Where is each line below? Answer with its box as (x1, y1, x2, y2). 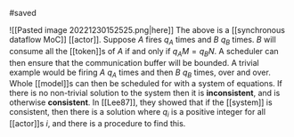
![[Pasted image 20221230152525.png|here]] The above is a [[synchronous (9, 25, 285, 35)
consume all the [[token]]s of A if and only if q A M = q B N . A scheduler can (9, 45, 279, 59)
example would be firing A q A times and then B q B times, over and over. (9, 67, 272, 79)
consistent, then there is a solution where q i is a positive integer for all (9, 107, 265, 119)
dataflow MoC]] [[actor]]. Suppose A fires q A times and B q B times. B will (9, 35, 276, 47)
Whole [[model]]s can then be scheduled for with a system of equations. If (9, 78, 282, 89)
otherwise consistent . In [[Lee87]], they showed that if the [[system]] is (9, 97, 274, 108)
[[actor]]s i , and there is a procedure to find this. (9, 118, 186, 129)
